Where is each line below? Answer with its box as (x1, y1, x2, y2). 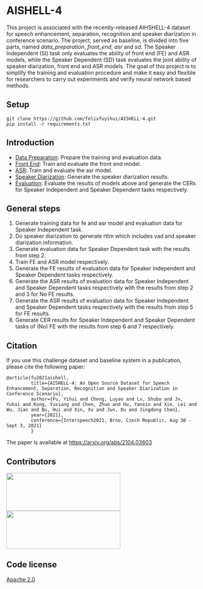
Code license (6, 560, 57, 570)
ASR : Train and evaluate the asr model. (15, 167, 112, 174)
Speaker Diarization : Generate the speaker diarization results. (15, 173, 170, 180)
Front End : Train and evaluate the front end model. (15, 160, 142, 167)
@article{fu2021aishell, (6, 375, 69, 381)
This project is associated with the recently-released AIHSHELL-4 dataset (6, 24, 190, 31)
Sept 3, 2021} (6, 423, 43, 429)
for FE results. (15, 310, 50, 317)
